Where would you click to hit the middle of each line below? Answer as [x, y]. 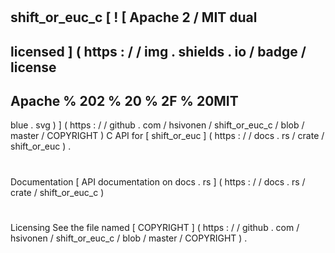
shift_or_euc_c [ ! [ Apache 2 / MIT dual [134, 17]
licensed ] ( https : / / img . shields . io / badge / [158, 51]
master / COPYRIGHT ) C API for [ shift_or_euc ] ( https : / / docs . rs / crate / [167, 136]
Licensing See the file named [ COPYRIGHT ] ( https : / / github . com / [155, 227]
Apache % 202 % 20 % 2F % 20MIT [124, 100]
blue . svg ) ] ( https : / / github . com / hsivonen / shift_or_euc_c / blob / [157, 125]
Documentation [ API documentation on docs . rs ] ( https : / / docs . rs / [158, 181]
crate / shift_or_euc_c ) [57, 192]
